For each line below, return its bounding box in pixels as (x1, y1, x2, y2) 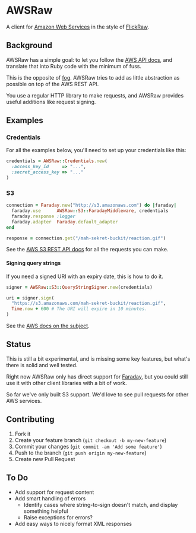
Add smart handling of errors (14, 494, 86, 502)
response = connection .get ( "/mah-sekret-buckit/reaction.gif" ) (6, 235, 166, 241)
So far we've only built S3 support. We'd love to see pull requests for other (6, 390, 189, 398)
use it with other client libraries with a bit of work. (6, 379, 127, 386)
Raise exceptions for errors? (23, 513, 93, 521)
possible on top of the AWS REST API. (6, 80, 99, 87)
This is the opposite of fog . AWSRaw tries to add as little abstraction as (6, 74, 180, 81)
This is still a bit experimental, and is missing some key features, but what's (6, 355, 191, 362)
